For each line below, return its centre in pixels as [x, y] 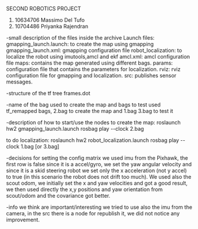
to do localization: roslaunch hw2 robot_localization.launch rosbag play [92, 140]
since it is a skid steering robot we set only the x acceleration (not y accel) [97, 170]
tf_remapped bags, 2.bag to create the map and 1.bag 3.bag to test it [90, 111]
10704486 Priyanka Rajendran [51, 26]
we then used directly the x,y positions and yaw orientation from [85, 189]
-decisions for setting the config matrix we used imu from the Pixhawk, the [97, 158]
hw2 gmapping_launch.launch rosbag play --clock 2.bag [75, 129]
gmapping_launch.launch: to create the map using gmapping [80, 44]
